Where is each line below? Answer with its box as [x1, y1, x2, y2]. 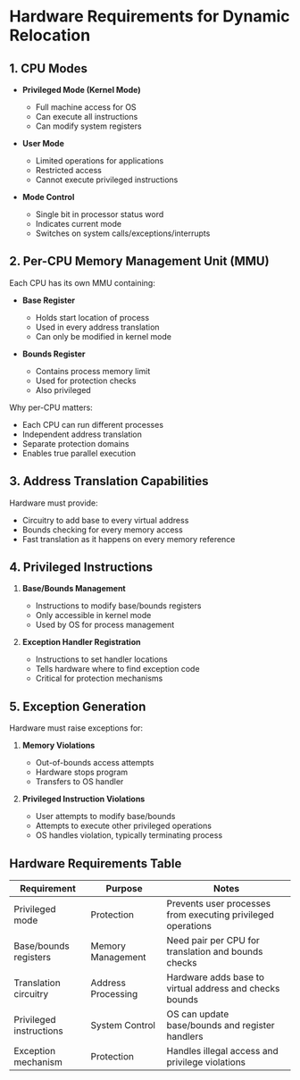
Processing [90, 988, 138, 1000]
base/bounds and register [166, 1019, 275, 1032]
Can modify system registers [35, 121, 142, 131]
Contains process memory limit [35, 365, 151, 376]
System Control [90, 1019, 156, 1032]
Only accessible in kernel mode [35, 610, 152, 621]
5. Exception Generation [9, 699, 146, 714]
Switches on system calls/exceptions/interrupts [35, 228, 211, 239]
